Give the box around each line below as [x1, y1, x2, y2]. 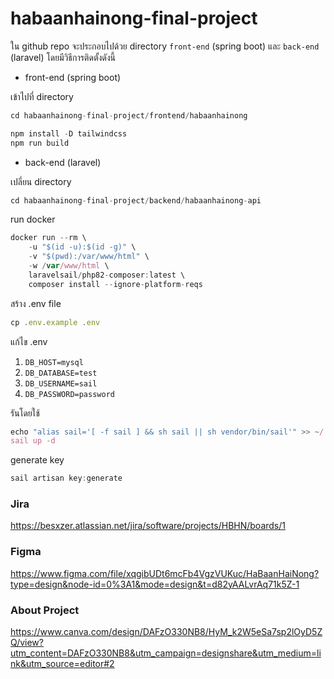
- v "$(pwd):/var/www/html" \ [28, 252, 150, 262]
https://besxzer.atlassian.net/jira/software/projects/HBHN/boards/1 [10, 520, 286, 532]
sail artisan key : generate [10, 473, 123, 484]
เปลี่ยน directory [10, 175, 72, 187]
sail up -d [10, 436, 56, 446]
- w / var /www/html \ [28, 261, 110, 271]
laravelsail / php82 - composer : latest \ [28, 270, 186, 280]
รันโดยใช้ [10, 407, 40, 419]
